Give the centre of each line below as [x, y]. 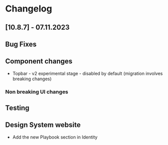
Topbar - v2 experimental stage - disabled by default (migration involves [88, 73]
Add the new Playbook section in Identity [55, 137]
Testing [17, 108]
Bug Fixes [21, 44]
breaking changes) [32, 79]
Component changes [39, 61]
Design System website [43, 125]
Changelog [29, 9]
